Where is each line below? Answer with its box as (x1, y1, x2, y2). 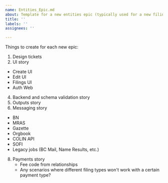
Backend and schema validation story (12, 94, 90, 100)
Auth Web (12, 84, 33, 90)
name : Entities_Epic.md (5, 7, 55, 12)
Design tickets (12, 53, 42, 60)
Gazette (12, 125, 29, 131)
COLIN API (12, 136, 35, 142)
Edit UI (12, 74, 26, 80)
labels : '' (5, 21, 28, 26)
